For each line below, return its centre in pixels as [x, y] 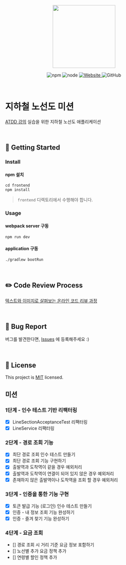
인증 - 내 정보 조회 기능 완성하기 [43, 512]
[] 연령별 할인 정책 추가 [35, 557]
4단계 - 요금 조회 [24, 533]
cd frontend [17, 186]
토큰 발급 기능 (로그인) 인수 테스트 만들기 [52, 506]
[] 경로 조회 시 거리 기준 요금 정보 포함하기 [53, 545]
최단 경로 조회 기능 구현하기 [39, 461]
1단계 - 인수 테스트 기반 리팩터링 [41, 410]
